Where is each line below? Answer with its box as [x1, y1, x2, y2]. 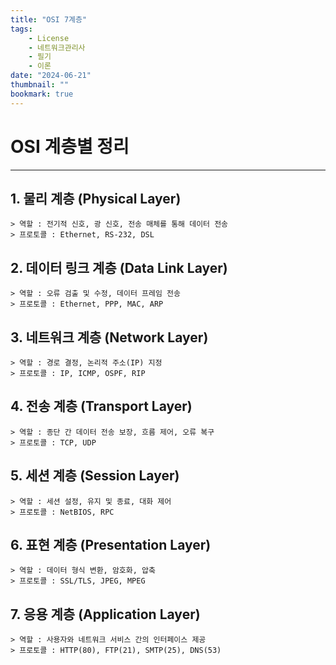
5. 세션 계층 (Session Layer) [10, 467, 180, 485]
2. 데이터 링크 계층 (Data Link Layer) [10, 259, 228, 276]
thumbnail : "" [10, 80, 70, 90]
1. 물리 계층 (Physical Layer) [10, 190, 182, 207]
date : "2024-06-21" [10, 71, 92, 81]
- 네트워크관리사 [28, 42, 86, 53]
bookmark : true [10, 89, 74, 99]
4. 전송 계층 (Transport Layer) [10, 398, 193, 415]
